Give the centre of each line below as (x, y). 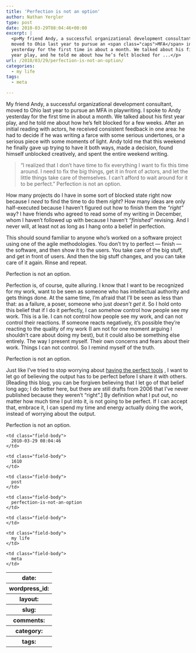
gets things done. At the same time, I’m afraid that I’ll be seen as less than (94, 298)
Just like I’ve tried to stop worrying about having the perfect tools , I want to (97, 370)
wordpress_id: (29, 588)
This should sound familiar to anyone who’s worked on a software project (94, 237)
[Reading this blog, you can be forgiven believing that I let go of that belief (95, 382)
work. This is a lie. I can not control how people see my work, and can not (94, 316)
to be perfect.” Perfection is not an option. (71, 184)
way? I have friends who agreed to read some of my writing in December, (94, 214)
